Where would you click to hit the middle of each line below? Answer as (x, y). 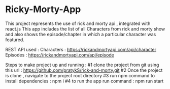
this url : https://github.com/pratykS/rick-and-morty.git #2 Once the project (84, 70)
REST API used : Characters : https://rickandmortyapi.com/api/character (81, 49)
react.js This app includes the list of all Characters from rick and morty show (85, 28)
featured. (15, 40)
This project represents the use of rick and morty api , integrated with (78, 23)
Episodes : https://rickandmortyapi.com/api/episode (60, 55)
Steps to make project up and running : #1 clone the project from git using (82, 65)
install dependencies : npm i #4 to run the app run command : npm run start (84, 81)
